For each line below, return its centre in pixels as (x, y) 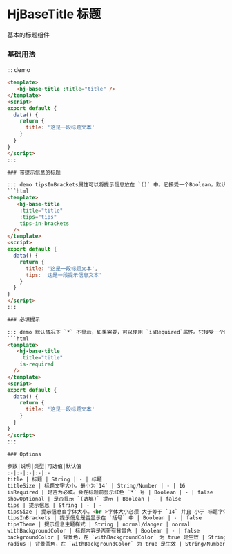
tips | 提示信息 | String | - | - (55, 505)
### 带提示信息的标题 (34, 172)
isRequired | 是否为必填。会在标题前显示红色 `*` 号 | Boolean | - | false (110, 492)
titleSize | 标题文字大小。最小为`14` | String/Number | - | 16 (96, 486)
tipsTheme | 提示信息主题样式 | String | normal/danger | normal (99, 525)
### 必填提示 (24, 319)
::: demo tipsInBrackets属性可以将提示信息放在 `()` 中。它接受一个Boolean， (112, 185)
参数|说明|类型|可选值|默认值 (44, 467)
